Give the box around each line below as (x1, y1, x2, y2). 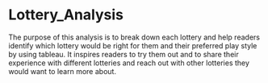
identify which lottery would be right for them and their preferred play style (8, 40, 258, 50)
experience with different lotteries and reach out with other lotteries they (8, 58, 250, 68)
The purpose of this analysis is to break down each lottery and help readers (8, 32, 261, 42)
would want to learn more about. (8, 66, 117, 76)
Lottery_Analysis (8, 6, 124, 24)
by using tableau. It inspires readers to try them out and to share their (8, 49, 240, 59)
